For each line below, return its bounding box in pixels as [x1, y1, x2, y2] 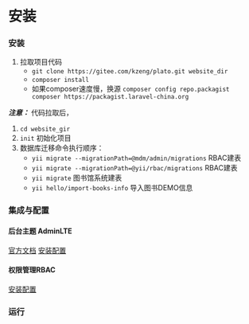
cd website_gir [19, 125, 71, 134]
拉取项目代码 [19, 57, 62, 67]
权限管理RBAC [8, 265, 56, 275]
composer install [31, 76, 90, 84]
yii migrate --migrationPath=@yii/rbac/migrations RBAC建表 [31, 163, 238, 173]
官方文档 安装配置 [8, 245, 66, 255]
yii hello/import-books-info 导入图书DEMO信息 [31, 183, 193, 193]
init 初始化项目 [19, 133, 72, 143]
